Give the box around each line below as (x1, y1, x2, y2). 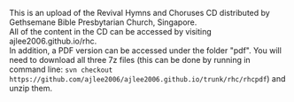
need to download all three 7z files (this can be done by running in (9, 55, 251, 65)
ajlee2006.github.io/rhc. (9, 35, 97, 46)
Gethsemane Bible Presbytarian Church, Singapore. (9, 17, 197, 27)
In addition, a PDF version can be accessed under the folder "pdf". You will (9, 45, 282, 56)
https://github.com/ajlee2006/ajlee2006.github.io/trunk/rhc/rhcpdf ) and (9, 74, 286, 83)
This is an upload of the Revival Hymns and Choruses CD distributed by (9, 8, 270, 18)
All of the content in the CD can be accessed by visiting (9, 27, 213, 36)
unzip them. (9, 83, 53, 93)
